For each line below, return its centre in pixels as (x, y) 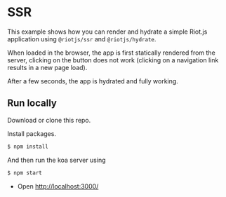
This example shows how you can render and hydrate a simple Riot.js (107, 32)
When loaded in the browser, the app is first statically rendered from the (111, 53)
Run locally (32, 103)
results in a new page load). (47, 67)
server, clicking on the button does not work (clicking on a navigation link (113, 60)
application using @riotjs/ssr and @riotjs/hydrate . (82, 39)
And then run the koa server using (57, 160)
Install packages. (32, 133)
